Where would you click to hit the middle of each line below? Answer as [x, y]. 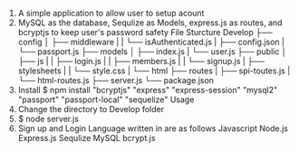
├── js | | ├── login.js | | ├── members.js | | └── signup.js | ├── [141, 61]
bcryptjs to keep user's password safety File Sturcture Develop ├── [145, 32]
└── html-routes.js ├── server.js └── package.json [116, 80]
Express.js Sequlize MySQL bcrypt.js [87, 138]
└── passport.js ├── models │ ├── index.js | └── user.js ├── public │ [152, 52]
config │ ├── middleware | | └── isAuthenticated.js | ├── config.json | [151, 42]
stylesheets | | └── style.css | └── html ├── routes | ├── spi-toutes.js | [154, 71]
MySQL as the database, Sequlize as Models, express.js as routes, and [150, 23]
